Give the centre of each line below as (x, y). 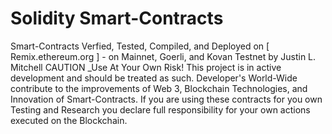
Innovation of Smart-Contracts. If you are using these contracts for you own (166, 99)
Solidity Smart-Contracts (117, 18)
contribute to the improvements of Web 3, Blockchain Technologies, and (159, 88)
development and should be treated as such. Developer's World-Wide (154, 78)
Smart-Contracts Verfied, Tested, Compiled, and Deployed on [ (140, 46)
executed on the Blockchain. (69, 120)
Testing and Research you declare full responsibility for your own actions (160, 109)
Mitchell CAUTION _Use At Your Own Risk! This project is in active (146, 67)
